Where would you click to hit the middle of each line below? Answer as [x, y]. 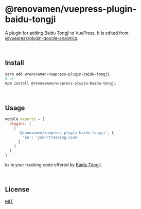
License [17, 190]
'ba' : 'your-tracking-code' [51, 137]
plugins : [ [20, 124]
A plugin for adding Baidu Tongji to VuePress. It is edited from [67, 33]
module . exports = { [25, 119]
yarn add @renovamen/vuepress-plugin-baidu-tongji [57, 74]
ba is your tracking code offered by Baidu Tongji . [53, 165]
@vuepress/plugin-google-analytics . [42, 38]
